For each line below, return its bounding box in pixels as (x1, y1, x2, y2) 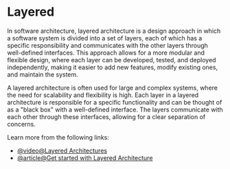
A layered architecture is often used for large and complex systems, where (7, 83, 218, 92)
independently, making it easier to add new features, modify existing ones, (7, 63, 218, 71)
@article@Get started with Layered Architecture (16, 153, 153, 161)
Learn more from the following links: (7, 133, 110, 141)
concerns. (7, 120, 36, 128)
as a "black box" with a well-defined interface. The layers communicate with (7, 105, 223, 114)
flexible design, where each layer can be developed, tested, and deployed (7, 55, 216, 64)
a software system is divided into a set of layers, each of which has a (7, 34, 203, 42)
